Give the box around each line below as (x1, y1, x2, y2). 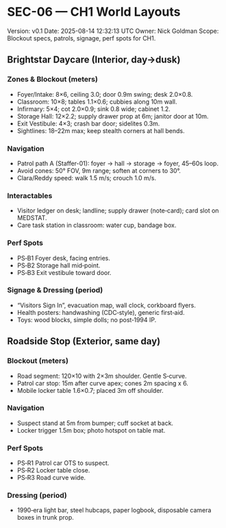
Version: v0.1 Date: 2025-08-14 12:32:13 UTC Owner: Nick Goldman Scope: (7, 27, 219, 35)
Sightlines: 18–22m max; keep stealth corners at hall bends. (16, 126, 185, 134)
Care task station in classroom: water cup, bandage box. (16, 221, 177, 230)
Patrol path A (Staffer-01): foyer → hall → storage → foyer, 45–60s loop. (16, 159, 219, 167)
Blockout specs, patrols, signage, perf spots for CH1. (7, 34, 156, 42)
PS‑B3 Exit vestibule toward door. (16, 268, 112, 276)
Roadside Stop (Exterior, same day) (7, 335, 161, 347)
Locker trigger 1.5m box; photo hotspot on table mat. (16, 426, 166, 434)
